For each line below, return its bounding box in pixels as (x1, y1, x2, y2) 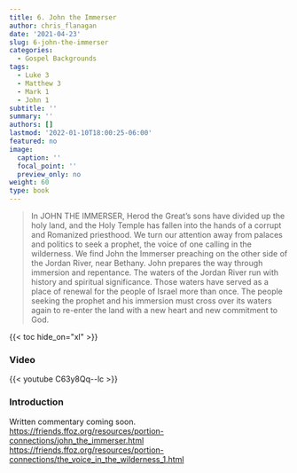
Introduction (9, 396, 64, 408)
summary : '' (9, 112, 53, 121)
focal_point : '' (17, 162, 77, 170)
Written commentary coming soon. (9, 416, 136, 427)
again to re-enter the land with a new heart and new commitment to (30, 305, 277, 315)
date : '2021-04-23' (9, 29, 82, 38)
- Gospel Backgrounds (17, 54, 98, 63)
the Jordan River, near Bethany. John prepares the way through (30, 258, 263, 268)
